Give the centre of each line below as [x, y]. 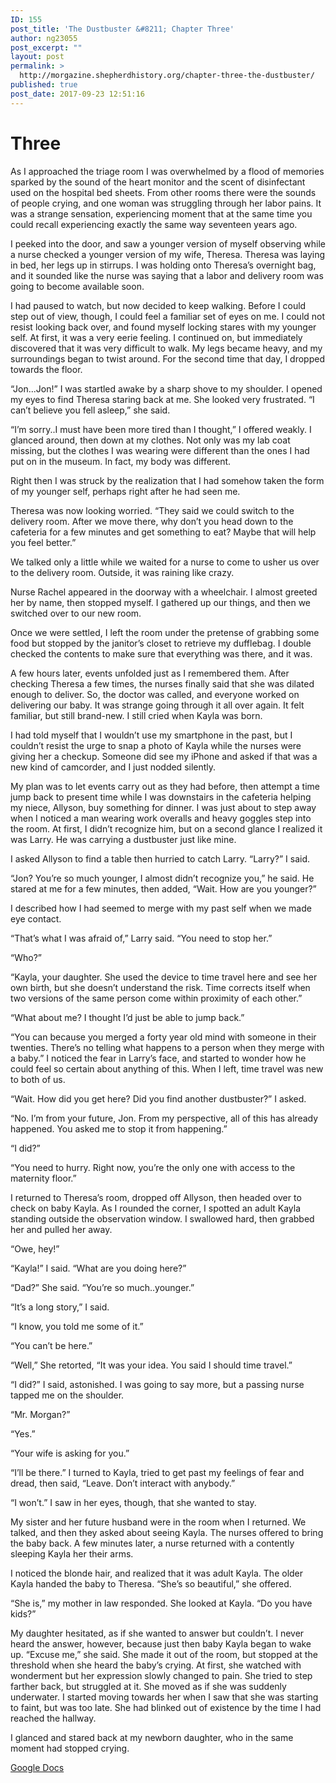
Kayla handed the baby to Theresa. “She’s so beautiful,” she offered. [151, 1583]
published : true [44, 85]
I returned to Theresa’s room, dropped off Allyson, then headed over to [156, 1197]
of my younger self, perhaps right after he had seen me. [125, 491]
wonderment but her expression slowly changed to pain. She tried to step [161, 1675]
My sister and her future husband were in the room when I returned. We [158, 1522]
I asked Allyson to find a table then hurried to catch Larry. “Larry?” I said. [160, 858]
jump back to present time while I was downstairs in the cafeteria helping [161, 797]
